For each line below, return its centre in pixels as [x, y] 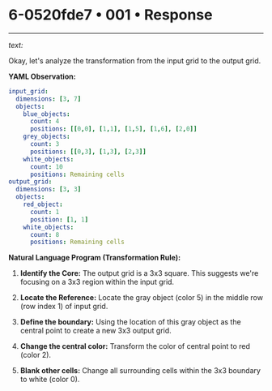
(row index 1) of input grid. [64, 307]
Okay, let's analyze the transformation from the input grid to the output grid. [135, 60]
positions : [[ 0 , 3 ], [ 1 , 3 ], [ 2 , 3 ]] [88, 152]
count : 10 [46, 167]
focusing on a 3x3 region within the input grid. [97, 282]
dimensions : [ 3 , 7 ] [49, 99]
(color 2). [35, 355]
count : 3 [45, 144]
